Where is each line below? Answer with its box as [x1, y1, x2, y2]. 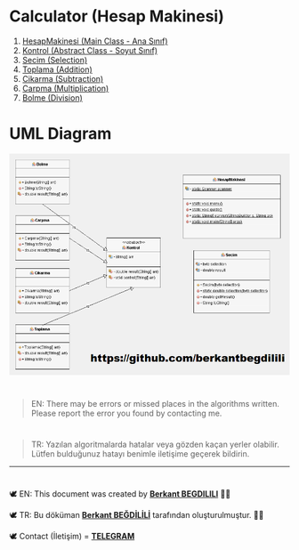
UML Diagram [9, 124, 112, 144]
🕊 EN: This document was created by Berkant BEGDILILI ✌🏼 [9, 488, 231, 499]
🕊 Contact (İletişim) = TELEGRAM [9, 530, 135, 541]
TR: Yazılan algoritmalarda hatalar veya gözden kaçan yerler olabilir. [30, 439, 280, 449]
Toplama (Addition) [21, 64, 93, 75]
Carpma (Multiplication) [21, 83, 109, 93]
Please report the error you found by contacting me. [30, 408, 222, 418]
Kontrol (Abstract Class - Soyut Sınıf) [21, 44, 158, 55]
